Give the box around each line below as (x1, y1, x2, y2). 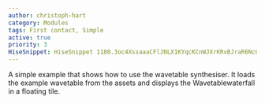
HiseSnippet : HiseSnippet (8, 48, 93, 56)
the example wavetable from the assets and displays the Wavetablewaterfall (8, 78, 256, 87)
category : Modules (8, 19, 69, 27)
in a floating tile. (8, 87, 61, 95)
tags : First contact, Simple (8, 26, 104, 34)
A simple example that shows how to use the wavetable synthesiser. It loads (8, 70, 256, 79)
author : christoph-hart (8, 11, 87, 20)
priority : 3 (8, 41, 47, 49)
